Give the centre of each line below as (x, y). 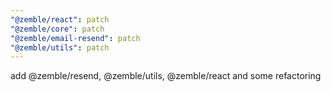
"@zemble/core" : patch (57, 29)
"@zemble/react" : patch (60, 19)
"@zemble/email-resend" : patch (75, 38)
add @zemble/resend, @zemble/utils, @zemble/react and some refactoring (166, 76)
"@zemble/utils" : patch (60, 47)
